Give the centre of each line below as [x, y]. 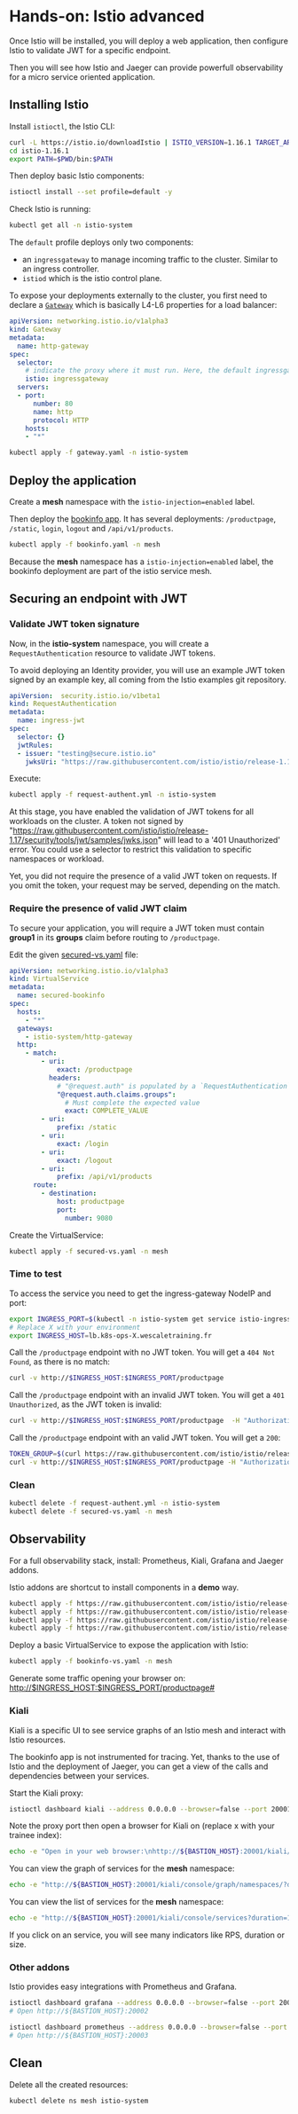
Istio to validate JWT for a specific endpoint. [90, 50]
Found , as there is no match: [60, 1362]
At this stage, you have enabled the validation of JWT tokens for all [132, 812]
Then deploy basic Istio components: [77, 176]
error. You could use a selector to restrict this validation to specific [130, 850]
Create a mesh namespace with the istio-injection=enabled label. [132, 501]
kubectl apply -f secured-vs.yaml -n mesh [89, 1251]
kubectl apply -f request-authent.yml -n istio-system [113, 795]
